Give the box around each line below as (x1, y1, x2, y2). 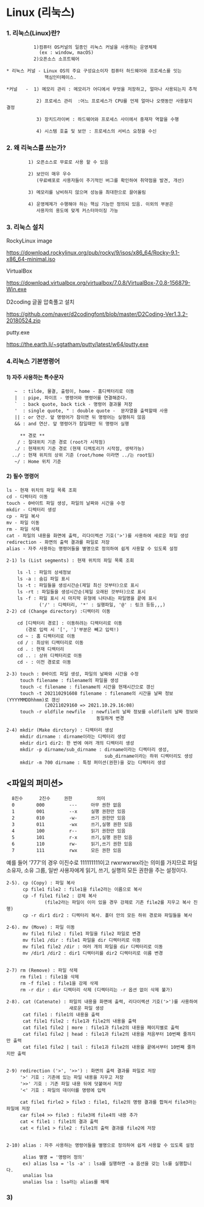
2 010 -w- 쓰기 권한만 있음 (12, 815, 126, 821)
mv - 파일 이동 (6, 520, 40, 526)
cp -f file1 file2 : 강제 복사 (22, 893, 97, 899)
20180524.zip (6, 317, 41, 325)
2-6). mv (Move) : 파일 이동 (6, 924, 75, 931)
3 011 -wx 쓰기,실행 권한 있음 (12, 821, 133, 828)
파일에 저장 (6, 1106, 30, 1112)
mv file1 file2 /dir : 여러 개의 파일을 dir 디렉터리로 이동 (22, 944, 163, 950)
